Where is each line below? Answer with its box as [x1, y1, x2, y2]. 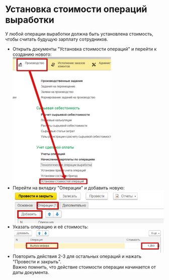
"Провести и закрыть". [12, 258, 62, 264]
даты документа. [12, 269, 49, 275]
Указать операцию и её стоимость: [12, 224, 89, 230]
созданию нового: [12, 51, 52, 57]
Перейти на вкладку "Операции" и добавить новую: [12, 184, 125, 191]
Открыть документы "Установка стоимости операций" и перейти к [12, 46, 157, 52]
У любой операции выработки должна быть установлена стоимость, [5, 31, 153, 37]
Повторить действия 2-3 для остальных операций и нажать [12, 253, 142, 259]
